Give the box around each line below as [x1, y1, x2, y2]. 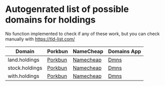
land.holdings [8, 56, 40, 63]
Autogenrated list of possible [5, 3, 129, 15]
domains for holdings [5, 14, 96, 25]
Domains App [108, 47, 141, 54]
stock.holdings [8, 64, 43, 71]
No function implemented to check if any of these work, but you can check [5, 30, 160, 36]
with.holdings [8, 72, 40, 79]
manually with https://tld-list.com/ [5, 36, 75, 42]
